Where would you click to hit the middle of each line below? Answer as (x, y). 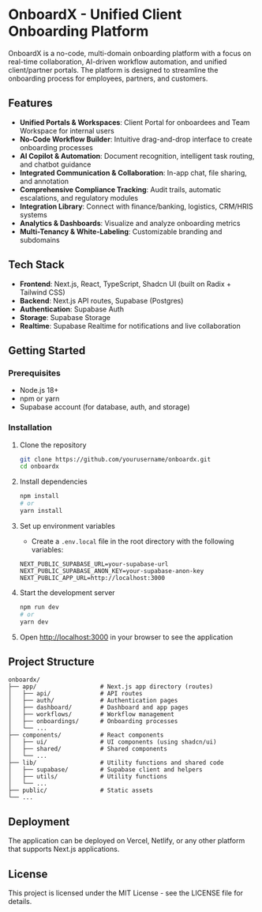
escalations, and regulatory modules (79, 198)
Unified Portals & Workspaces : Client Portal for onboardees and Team (135, 122)
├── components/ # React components (86, 735)
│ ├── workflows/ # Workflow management (92, 714)
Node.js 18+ (39, 390)
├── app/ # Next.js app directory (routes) (111, 687)
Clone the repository (53, 445)
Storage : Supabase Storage (65, 317)
